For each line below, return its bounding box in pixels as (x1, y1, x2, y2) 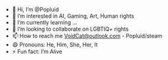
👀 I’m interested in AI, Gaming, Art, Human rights (12, 12, 134, 20)
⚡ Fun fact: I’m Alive (12, 48, 63, 55)
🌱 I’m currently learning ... (12, 19, 78, 26)
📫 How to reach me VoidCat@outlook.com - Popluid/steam (12, 32, 163, 39)
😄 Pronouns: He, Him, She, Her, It (12, 41, 98, 48)
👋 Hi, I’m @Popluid (12, 6, 59, 13)
